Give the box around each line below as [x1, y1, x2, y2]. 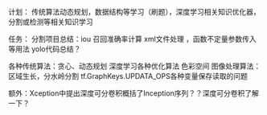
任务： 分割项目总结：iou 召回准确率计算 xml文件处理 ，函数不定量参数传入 [8, 35, 257, 43]
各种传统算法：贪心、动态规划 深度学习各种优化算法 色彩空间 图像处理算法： [8, 61, 261, 71]
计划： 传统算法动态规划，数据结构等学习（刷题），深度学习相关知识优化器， [8, 7, 261, 16]
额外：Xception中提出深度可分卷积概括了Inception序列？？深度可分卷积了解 [8, 88, 259, 98]
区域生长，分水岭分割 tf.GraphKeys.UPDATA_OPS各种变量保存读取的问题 [8, 72, 248, 80]
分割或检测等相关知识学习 [8, 17, 93, 27]
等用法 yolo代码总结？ [8, 44, 81, 54]
